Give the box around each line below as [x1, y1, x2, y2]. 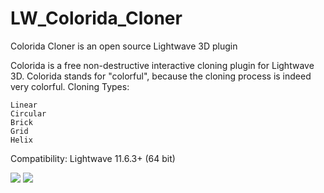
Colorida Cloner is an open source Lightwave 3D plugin [10, 40, 238, 52]
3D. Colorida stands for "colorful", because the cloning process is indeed [10, 70, 312, 82]
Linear [10, 100, 38, 110]
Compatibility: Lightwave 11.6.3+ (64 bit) [10, 152, 176, 164]
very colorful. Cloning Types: [10, 80, 130, 92]
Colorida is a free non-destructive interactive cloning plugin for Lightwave [10, 59, 315, 71]
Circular [10, 108, 47, 119]
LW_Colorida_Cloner [10, 7, 183, 30]
